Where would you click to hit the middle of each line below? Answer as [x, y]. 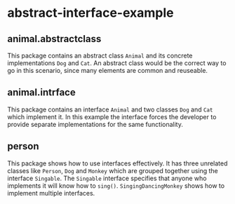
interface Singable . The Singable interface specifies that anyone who [107, 178]
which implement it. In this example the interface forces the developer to [112, 116]
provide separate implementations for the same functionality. [95, 124]
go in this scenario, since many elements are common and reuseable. [108, 70]
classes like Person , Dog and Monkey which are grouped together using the [113, 170]
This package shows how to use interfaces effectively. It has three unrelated [117, 163]
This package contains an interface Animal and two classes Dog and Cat [110, 109]
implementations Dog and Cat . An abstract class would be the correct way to [117, 63]
